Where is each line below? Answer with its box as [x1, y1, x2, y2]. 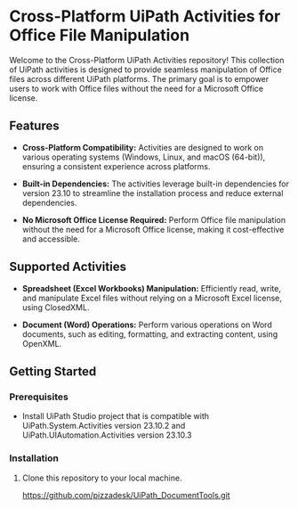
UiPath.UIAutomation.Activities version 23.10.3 [21, 430, 192, 440]
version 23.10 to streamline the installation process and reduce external [21, 187, 284, 198]
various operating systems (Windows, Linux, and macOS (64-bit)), [21, 152, 266, 162]
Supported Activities [9, 259, 127, 275]
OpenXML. [21, 338, 62, 349]
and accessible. [21, 234, 80, 244]
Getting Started [9, 364, 97, 379]
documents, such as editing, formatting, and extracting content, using [21, 328, 278, 340]
